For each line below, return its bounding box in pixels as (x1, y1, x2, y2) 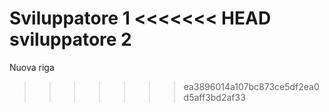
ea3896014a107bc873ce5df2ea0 (183, 80, 320, 92)
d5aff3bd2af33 (183, 91, 246, 103)
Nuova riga (9, 61, 55, 73)
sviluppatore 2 (9, 28, 132, 51)
